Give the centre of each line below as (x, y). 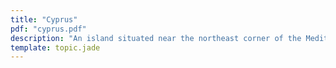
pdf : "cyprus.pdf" (48, 29)
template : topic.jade (55, 47)
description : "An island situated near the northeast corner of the (156, 38)
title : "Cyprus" (44, 19)
